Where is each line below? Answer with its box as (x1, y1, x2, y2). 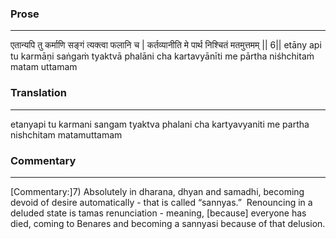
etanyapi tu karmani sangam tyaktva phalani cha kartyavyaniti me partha (10, 118, 310, 130)
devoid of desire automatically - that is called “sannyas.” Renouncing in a (10, 196, 313, 208)
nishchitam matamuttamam (10, 128, 123, 141)
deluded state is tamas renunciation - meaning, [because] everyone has (10, 207, 307, 219)
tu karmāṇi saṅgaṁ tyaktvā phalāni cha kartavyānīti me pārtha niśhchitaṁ (10, 50, 315, 62)
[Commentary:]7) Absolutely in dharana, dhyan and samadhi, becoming (10, 185, 305, 197)
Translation (10, 86, 67, 100)
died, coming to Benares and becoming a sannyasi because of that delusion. (10, 217, 326, 229)
